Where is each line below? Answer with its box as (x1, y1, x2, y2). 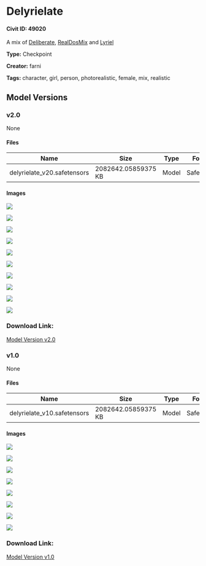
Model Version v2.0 (6, 336, 56, 343)
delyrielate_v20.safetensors (9, 168, 90, 177)
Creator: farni (6, 63, 42, 70)
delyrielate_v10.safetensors (9, 409, 90, 417)
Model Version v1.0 (6, 553, 55, 560)
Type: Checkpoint (6, 50, 52, 58)
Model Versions (6, 92, 68, 103)
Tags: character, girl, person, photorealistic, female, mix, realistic (6, 74, 170, 82)
